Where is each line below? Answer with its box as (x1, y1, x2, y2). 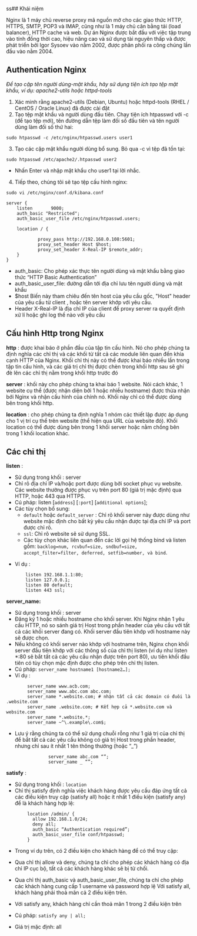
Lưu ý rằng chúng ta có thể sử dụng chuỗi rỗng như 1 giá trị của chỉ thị (14, 730, 185, 737)
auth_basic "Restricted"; (16, 210, 81, 216)
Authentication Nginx (6, 65, 86, 75)
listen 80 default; (25, 582, 74, 588)
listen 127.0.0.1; (25, 577, 71, 583)
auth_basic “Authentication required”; (32, 827, 131, 833)
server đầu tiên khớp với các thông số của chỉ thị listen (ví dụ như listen (14, 647, 188, 654)
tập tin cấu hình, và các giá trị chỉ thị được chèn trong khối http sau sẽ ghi (6, 363, 184, 370)
